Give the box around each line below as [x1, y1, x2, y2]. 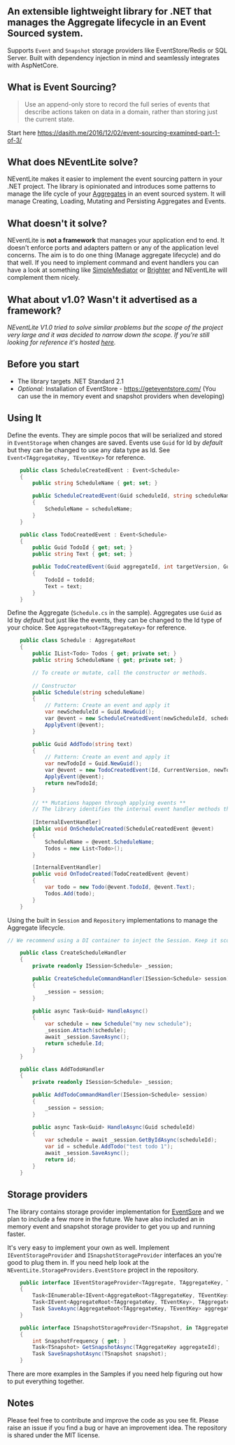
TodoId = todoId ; [44, 576, 96, 583]
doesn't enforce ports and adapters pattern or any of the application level [7, 243, 219, 252]
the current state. [24, 115, 75, 123]
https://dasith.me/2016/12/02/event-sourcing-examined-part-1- [37, 128, 220, 137]
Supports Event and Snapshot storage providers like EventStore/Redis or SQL [7, 46, 227, 55]
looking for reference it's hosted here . [7, 338, 116, 346]
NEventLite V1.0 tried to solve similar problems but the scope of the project [7, 323, 224, 332]
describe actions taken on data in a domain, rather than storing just [24, 107, 218, 116]
